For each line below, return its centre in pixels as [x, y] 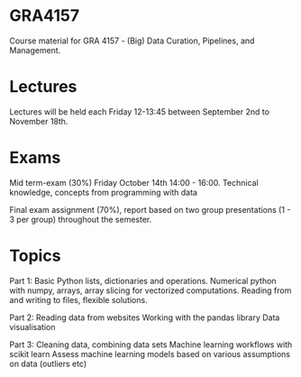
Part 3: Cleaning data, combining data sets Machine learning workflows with [151, 345]
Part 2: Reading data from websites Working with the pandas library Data [145, 317]
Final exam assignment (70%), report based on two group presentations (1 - [150, 209]
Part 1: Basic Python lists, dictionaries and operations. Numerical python [143, 280]
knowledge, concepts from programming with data [104, 192]
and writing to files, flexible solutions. [78, 299]
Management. [35, 50]
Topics [35, 256]
